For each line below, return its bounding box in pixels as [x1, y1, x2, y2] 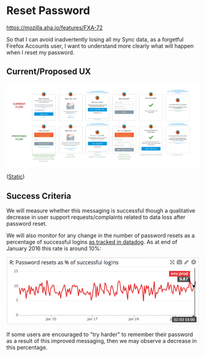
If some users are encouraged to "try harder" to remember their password [6, 331, 193, 338]
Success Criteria [6, 191, 72, 201]
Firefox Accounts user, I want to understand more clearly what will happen [6, 42, 194, 50]
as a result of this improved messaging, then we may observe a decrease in [6, 337, 197, 345]
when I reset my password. [6, 48, 75, 56]
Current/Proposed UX [6, 67, 91, 77]
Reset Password [6, 4, 91, 18]
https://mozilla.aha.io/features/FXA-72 [6, 24, 103, 31]
